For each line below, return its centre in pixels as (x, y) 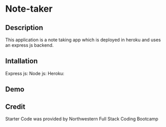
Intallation (22, 61)
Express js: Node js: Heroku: (35, 73)
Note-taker (29, 9)
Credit (15, 106)
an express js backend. (29, 45)
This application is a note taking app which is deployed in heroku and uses (83, 40)
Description (24, 28)
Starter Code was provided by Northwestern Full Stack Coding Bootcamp (82, 119)
